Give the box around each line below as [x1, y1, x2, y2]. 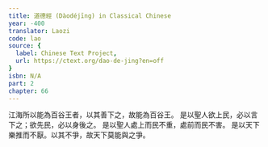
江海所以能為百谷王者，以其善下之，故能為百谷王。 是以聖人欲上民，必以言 [8, 110, 258, 120]
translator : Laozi [8, 27, 70, 35]
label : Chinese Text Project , [15, 49, 117, 57]
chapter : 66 [8, 86, 48, 95]
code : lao [8, 34, 42, 43]
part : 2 [8, 79, 35, 87]
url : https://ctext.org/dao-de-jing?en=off [15, 57, 164, 65]
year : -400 [8, 19, 45, 27]
